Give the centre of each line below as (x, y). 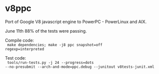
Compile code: (20, 40)
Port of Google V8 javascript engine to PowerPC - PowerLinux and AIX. (76, 22)
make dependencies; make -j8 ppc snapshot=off (55, 45)
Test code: (16, 58)
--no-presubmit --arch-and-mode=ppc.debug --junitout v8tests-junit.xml (80, 67)
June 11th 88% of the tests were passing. (46, 31)
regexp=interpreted (25, 49)
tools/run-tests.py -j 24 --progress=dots (51, 62)
